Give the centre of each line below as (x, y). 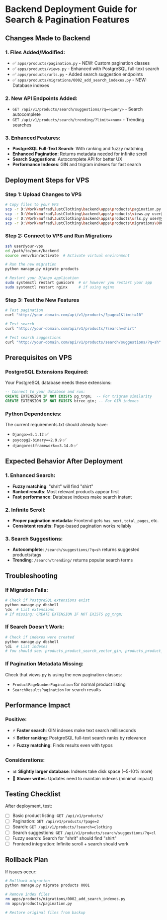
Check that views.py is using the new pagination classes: (64, 674)
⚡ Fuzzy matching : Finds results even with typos (62, 745)
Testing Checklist (33, 794)
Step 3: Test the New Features (42, 300)
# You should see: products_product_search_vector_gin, (64, 651)
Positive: (16, 719)
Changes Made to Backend (48, 38)
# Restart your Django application (42, 278)
